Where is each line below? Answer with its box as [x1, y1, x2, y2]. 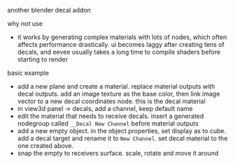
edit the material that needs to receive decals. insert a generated [17, 112, 204, 120]
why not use [7, 20, 43, 27]
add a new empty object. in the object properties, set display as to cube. [17, 127, 227, 135]
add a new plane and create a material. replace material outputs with [17, 82, 215, 90]
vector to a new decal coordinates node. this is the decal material [17, 97, 206, 105]
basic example [7, 69, 50, 77]
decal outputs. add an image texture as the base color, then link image [17, 90, 220, 98]
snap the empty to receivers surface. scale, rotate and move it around [17, 149, 219, 157]
